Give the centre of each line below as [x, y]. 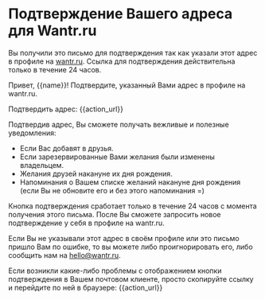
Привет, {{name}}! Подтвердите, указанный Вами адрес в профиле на [127, 85]
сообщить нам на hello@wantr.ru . [64, 255]
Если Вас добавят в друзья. [66, 148]
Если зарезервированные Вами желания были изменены [117, 157]
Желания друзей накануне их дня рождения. [96, 173]
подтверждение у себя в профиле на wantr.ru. [86, 223]
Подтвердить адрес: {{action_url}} [66, 109]
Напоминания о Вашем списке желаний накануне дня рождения [130, 182]
